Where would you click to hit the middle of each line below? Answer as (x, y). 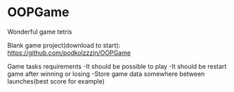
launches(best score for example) (56, 81)
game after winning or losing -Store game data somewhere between (106, 74)
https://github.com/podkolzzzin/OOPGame (69, 53)
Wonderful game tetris (40, 32)
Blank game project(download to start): (64, 45)
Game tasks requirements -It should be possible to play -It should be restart (117, 66)
